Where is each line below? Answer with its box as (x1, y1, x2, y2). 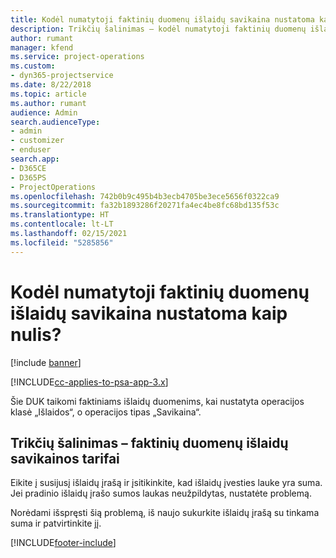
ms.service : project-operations (10, 52, 145, 62)
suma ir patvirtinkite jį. (10, 517, 102, 530)
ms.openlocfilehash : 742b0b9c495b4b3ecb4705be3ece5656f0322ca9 (10, 191, 280, 201)
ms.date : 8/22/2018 (10, 80, 92, 90)
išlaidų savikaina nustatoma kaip (10, 302, 288, 325)
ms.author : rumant (10, 98, 87, 108)
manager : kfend (10, 42, 74, 53)
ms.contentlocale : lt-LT (10, 219, 114, 230)
